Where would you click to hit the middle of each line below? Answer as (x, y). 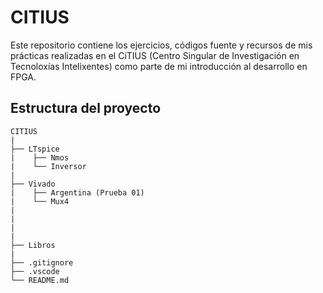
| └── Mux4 (40, 201)
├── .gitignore (42, 262)
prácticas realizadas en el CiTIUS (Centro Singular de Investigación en (155, 55)
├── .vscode (35, 271)
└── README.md (40, 280)
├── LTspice (35, 149)
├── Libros (33, 245)
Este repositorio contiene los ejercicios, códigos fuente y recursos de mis (161, 45)
